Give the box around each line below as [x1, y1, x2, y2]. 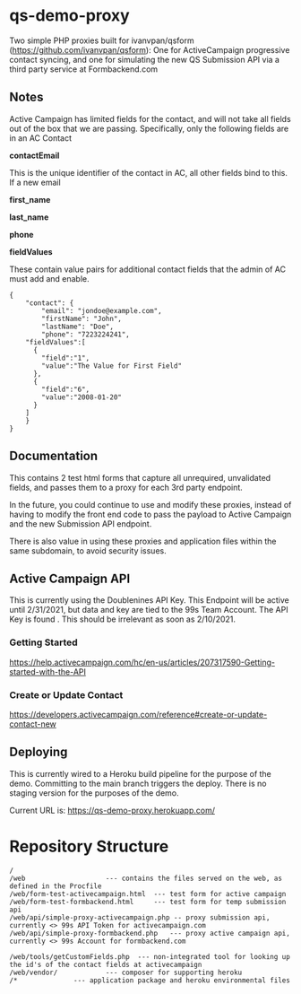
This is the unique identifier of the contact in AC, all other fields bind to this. [9, 167, 288, 178]
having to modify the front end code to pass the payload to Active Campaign [9, 509, 292, 519]
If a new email [9, 177, 61, 187]
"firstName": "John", [41, 314, 123, 323]
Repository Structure [9, 836, 169, 857]
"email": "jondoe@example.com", [41, 306, 163, 315]
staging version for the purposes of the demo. [9, 787, 179, 798]
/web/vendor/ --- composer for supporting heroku [9, 968, 243, 977]
